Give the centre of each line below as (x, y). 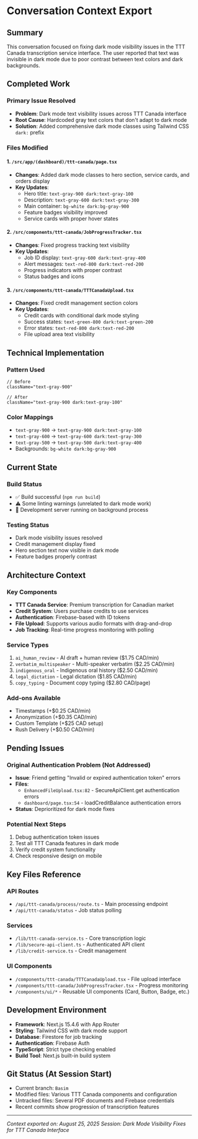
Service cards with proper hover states (71, 218)
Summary (25, 33)
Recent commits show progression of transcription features (87, 1107)
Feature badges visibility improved (66, 212)
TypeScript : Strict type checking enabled (66, 1049)
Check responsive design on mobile (58, 856)
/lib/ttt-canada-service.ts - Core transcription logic (80, 938)
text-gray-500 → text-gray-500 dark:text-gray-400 (78, 442)
